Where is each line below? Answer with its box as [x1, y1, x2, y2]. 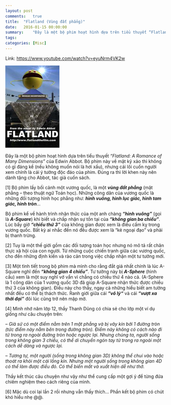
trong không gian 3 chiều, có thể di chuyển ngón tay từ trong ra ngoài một [5, 337, 161, 343]
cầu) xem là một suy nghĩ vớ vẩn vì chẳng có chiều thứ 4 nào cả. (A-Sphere [5, 274, 164, 280]
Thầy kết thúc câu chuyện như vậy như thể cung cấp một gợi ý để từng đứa [5, 373, 163, 379]
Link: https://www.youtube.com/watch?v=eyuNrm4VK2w [5, 55, 125, 61]
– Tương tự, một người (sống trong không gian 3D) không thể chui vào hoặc [5, 352, 164, 358]
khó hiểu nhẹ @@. [5, 394, 44, 400]
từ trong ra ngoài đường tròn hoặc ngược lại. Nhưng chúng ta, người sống [5, 331, 160, 337]
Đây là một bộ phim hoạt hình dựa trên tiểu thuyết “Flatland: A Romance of [5, 152, 162, 159]
